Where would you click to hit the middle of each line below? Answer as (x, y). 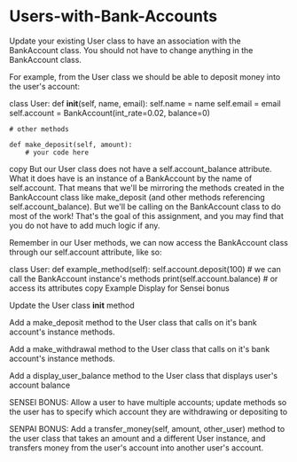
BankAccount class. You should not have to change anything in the (131, 50)
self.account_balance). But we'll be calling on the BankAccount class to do (145, 207)
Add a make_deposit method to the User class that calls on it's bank (133, 322)
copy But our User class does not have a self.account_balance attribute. (141, 168)
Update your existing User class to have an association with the (125, 41)
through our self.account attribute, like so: (86, 252)
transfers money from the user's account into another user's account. (137, 447)
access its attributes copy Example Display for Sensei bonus (120, 288)
